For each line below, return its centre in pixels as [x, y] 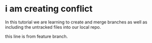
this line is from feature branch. [37, 36]
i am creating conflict [49, 9]
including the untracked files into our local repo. [53, 27]
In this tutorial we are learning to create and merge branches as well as [76, 22]
